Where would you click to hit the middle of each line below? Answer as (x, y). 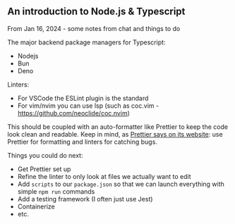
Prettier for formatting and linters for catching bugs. (82, 142)
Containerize (36, 206)
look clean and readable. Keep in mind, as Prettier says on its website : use (115, 134)
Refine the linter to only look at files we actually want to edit (104, 176)
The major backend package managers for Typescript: (86, 42)
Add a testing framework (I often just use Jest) (85, 199)
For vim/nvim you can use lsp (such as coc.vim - (88, 106)
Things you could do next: (45, 155)
